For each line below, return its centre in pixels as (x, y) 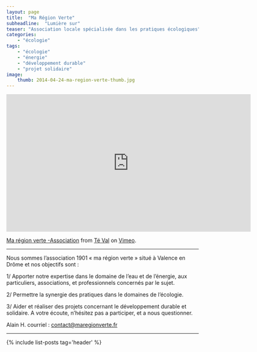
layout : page (23, 12)
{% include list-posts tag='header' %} (54, 342)
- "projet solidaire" (45, 69)
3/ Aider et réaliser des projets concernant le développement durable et (96, 307)
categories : (21, 35)
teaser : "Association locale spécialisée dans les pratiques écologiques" (103, 29)
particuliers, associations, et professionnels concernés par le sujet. (91, 283)
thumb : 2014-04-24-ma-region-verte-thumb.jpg (76, 80)
